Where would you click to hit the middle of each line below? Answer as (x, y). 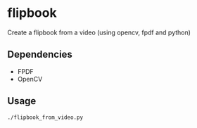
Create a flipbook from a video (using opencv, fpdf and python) (99, 32)
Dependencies (40, 55)
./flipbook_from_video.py (45, 117)
